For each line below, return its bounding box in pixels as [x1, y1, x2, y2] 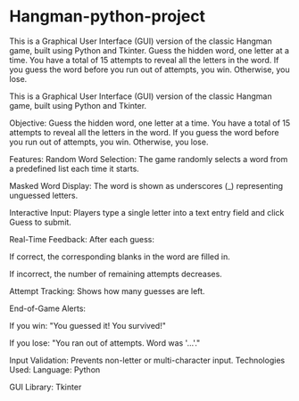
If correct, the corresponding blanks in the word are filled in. [9, 251, 230, 262]
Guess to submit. [9, 217, 71, 227]
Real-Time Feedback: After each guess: [9, 233, 154, 244]
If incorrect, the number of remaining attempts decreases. [9, 268, 223, 279]
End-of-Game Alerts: [9, 303, 87, 314]
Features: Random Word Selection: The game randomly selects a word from [9, 153, 288, 164]
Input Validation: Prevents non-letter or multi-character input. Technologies [9, 355, 286, 365]
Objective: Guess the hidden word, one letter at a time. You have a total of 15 [9, 118, 291, 128]
